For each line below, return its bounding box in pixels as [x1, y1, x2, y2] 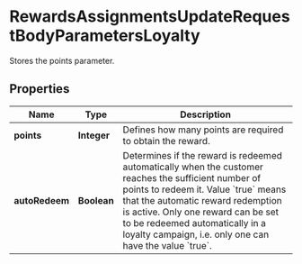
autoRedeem [13, 194, 70, 206]
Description [179, 108, 232, 121]
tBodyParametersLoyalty [9, 25, 200, 46]
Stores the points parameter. [9, 55, 115, 66]
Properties [9, 81, 70, 96]
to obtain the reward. [122, 134, 211, 147]
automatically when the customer [122, 160, 263, 173]
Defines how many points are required [122, 123, 284, 136]
